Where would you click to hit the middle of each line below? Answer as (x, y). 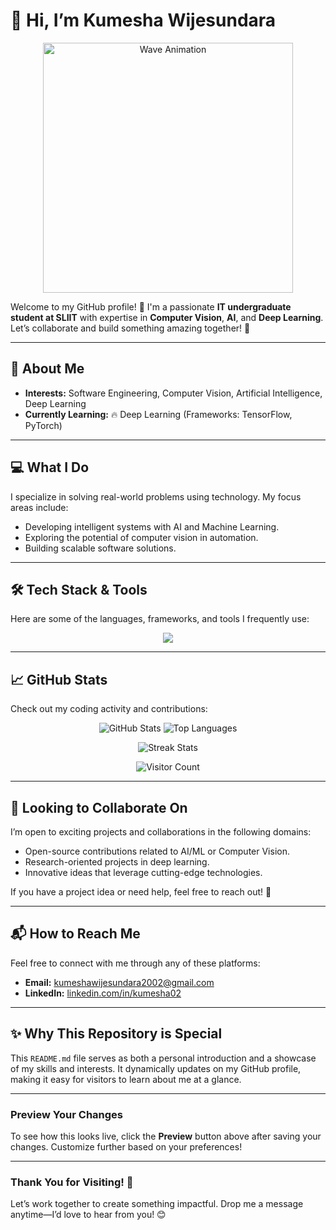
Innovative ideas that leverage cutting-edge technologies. (143, 872)
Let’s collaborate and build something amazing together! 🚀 (130, 328)
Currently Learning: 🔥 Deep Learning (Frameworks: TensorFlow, (158, 414)
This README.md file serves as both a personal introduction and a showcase (163, 1058)
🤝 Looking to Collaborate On (99, 807)
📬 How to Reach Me (75, 934)
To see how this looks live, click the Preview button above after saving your (166, 1136)
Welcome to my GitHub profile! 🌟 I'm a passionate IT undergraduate (151, 306)
